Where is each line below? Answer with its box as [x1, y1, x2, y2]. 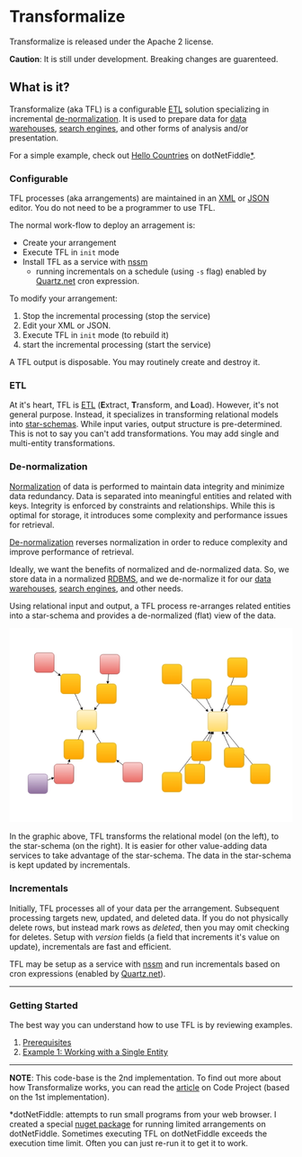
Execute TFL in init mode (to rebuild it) [22, 330, 169, 341]
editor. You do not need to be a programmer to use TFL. [9, 203, 216, 214]
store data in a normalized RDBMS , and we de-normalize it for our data [9, 573, 271, 584]
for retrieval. [9, 519, 55, 530]
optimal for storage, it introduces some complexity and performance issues [9, 509, 289, 520]
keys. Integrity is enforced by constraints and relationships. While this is [9, 500, 276, 511]
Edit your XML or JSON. [22, 320, 111, 331]
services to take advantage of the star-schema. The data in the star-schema [9, 850, 292, 861]
